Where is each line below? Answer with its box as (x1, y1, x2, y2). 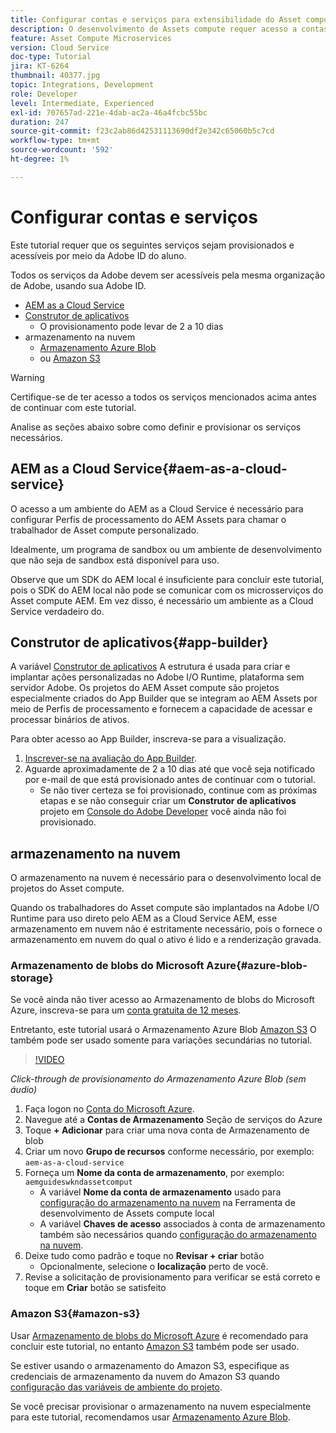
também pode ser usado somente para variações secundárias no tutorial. (10, 1034, 313, 1046)
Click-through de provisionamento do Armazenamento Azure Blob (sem (10, 1073, 307, 1085)
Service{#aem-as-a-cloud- (113, 461, 288, 478)
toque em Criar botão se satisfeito (24, 1282, 167, 1294)
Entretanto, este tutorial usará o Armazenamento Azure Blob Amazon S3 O (10, 1024, 317, 1036)
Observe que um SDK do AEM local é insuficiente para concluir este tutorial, (10, 573, 325, 585)
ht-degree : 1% (10, 154, 70, 164)
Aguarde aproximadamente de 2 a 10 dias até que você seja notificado (24, 763, 316, 775)
